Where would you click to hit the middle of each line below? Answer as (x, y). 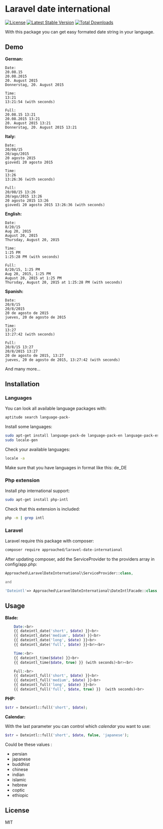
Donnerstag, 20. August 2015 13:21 (41, 127)
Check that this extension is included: (42, 509)
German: (14, 59)
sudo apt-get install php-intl (37, 500)
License (17, 811)
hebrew (20, 785)
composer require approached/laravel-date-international (64, 550)
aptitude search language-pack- (38, 417)
